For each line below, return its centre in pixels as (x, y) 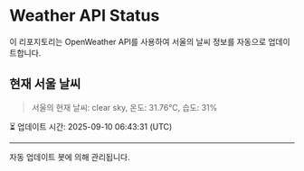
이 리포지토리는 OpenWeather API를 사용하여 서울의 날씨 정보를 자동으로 (138, 41)
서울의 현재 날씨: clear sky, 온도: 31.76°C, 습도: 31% (124, 107)
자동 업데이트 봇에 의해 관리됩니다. (70, 157)
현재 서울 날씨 (45, 84)
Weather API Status (85, 16)
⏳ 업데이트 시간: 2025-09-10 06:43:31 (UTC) (91, 126)
